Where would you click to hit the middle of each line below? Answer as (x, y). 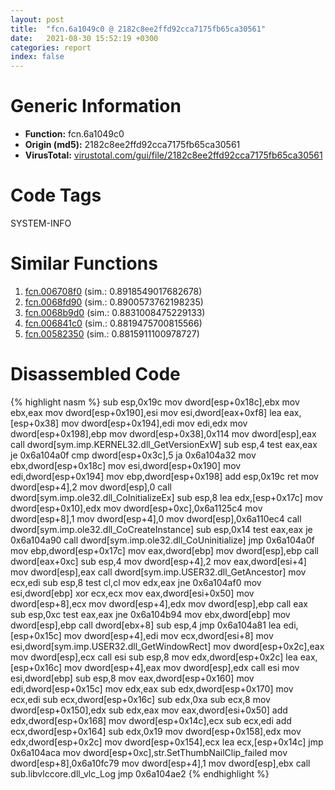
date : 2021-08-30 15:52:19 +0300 (84, 38)
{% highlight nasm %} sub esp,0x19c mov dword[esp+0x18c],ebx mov (155, 402)
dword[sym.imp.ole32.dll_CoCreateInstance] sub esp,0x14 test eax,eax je (161, 529)
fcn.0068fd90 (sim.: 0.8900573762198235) (114, 302)
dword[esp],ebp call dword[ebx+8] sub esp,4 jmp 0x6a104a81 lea (146, 625)
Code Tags (56, 195)
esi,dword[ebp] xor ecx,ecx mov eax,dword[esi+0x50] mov (132, 593)
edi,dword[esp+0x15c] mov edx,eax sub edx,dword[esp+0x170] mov (152, 688)
